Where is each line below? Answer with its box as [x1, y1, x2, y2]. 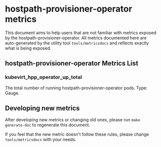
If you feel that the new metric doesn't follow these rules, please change [5, 131, 149, 137]
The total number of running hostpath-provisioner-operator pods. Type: [5, 85, 147, 91]
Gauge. [5, 90, 20, 96]
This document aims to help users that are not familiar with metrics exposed [5, 30, 156, 35]
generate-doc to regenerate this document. [5, 122, 90, 128]
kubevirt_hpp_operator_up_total [5, 74, 82, 81]
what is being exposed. [5, 45, 52, 51]
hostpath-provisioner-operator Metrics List [5, 59, 139, 67]
